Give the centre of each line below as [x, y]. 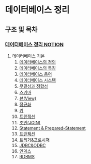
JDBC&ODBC [32, 145]
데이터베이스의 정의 [38, 62]
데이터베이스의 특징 [38, 68]
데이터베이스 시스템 [38, 80]
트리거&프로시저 [34, 140]
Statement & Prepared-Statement [53, 128]
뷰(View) [28, 98]
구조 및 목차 [21, 29]
